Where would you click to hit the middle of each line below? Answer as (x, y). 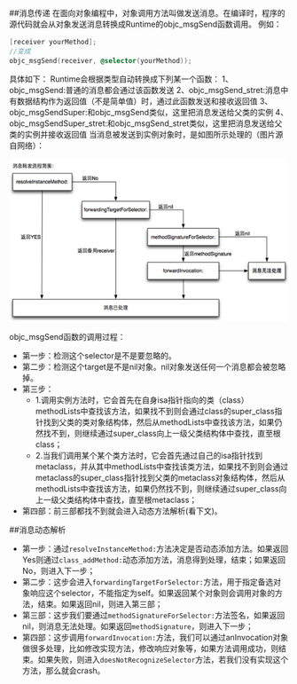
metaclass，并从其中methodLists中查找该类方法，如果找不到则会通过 (162, 466)
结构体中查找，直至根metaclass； (136, 499)
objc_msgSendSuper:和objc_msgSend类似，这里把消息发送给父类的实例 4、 (149, 112)
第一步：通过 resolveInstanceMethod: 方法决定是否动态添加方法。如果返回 (155, 548)
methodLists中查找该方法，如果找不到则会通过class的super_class (155, 411)
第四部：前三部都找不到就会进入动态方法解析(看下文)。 (122, 511)
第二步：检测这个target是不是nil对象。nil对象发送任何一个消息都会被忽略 (154, 366)
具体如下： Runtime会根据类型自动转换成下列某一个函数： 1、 (121, 79)
